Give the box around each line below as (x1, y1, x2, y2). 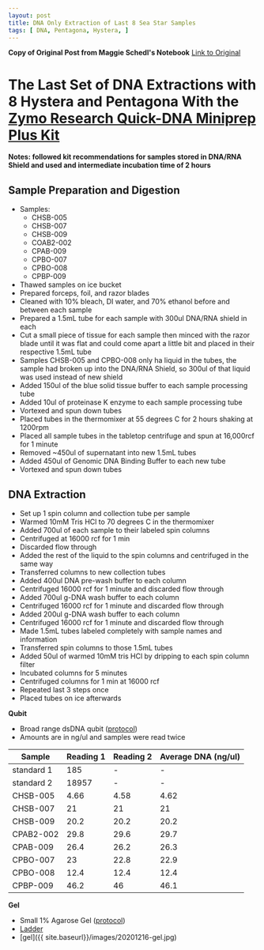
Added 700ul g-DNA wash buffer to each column (19, 592, 179, 601)
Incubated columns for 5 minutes (19, 668, 128, 677)
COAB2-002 (31, 238, 73, 247)
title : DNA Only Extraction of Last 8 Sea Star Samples (8, 19, 196, 27)
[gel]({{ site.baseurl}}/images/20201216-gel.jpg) (19, 932, 177, 941)
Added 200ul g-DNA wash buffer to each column (19, 609, 180, 619)
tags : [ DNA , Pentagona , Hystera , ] (8, 26, 129, 34)
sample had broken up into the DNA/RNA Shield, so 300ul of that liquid (19, 364, 251, 374)
